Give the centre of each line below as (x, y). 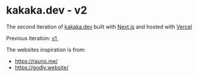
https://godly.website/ (41, 67)
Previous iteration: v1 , (32, 38)
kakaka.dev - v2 (47, 10)
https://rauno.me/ (36, 61)
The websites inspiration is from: (46, 49)
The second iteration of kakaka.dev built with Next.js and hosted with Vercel (99, 27)
